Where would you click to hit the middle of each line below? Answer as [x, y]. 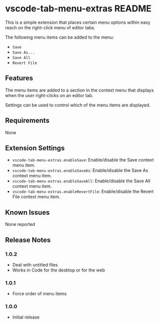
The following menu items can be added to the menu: [59, 37]
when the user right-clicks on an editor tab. [49, 95]
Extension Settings [35, 148]
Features [19, 78]
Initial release [26, 317]
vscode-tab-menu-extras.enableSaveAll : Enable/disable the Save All [81, 181]
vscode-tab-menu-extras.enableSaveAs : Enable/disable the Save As [80, 170]
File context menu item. [36, 197]
